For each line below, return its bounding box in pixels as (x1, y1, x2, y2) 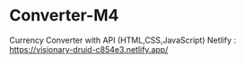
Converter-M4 (9, 5, 119, 26)
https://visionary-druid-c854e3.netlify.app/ (9, 44, 169, 54)
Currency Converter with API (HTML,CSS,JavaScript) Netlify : (9, 35, 236, 45)
